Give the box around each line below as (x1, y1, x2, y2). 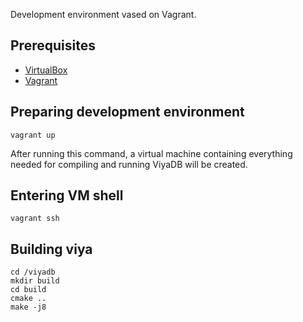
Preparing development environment (10, 104, 245, 121)
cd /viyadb (10, 267, 56, 278)
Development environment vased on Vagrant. (10, 9, 197, 20)
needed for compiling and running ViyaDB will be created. (10, 158, 248, 170)
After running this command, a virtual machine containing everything (10, 147, 293, 159)
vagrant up (10, 130, 56, 140)
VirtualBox (24, 64, 68, 76)
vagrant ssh (10, 214, 60, 224)
